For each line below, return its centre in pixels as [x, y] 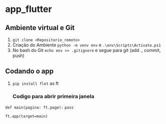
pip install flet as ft [35, 83]
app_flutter [29, 9]
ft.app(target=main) [27, 116]
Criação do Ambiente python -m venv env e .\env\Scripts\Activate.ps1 [86, 45]
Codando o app [29, 71]
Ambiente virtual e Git [40, 28]
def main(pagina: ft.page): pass [39, 108]
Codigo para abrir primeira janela [53, 96]
